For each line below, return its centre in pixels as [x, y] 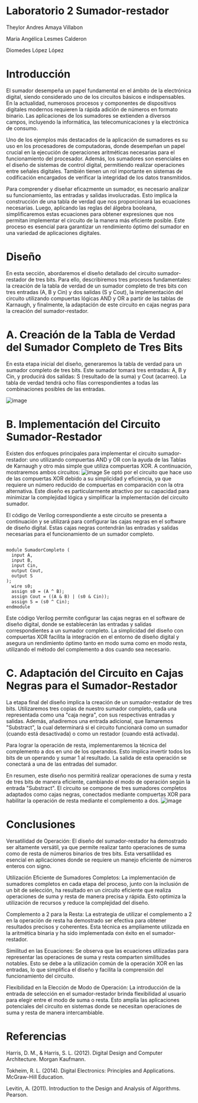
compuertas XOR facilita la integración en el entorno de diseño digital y [92, 637]
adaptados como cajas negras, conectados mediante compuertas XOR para [98, 794]
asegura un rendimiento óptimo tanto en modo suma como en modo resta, [97, 643]
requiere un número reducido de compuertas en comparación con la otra [95, 485]
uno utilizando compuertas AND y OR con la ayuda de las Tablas [108, 459]
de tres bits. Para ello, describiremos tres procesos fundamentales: [110, 279]
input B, [22, 560]
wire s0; [22, 586]
